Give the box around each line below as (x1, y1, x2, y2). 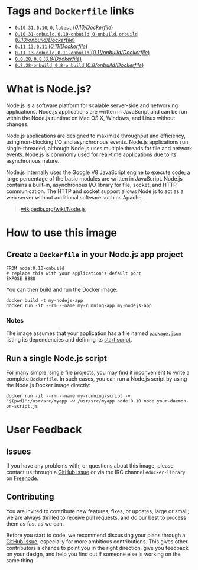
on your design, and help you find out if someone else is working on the (6, 550, 181, 558)
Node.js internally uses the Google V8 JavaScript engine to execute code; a (6, 169, 190, 176)
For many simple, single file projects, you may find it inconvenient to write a (6, 369, 190, 376)
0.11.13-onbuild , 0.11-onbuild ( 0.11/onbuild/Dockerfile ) (14, 49, 150, 56)
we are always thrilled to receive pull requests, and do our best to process (6, 514, 186, 521)
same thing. (6, 556, 35, 563)
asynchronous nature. (6, 157, 60, 164)
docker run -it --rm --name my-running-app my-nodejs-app (6, 302, 152, 308)
